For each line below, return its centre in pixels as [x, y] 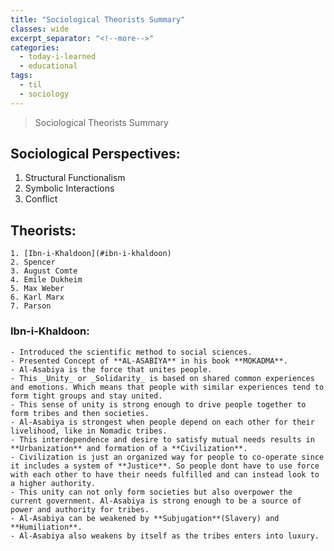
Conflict [41, 199]
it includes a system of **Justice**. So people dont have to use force [165, 466]
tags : [21, 76]
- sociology [44, 94]
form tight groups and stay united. [86, 396]
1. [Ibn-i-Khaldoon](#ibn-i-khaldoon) [91, 254]
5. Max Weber [37, 289]
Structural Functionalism [75, 178]
